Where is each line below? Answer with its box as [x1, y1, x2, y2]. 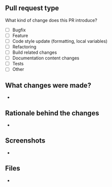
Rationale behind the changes [5, 109, 99, 117]
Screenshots [5, 137, 46, 145]
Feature [12, 32, 28, 38]
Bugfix [12, 27, 26, 33]
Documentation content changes [12, 55, 79, 61]
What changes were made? [5, 81, 92, 89]
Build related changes [12, 49, 57, 55]
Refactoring [12, 44, 37, 49]
